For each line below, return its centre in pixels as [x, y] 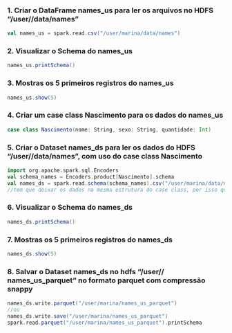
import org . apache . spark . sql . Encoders [63, 170]
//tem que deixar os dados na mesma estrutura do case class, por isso [112, 190]
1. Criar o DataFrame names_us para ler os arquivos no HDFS [110, 10]
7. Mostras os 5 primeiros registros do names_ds [90, 240]
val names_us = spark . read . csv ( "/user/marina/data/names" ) [94, 33]
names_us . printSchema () [41, 65]
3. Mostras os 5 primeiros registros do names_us [90, 83]
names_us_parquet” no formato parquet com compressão [106, 280]
